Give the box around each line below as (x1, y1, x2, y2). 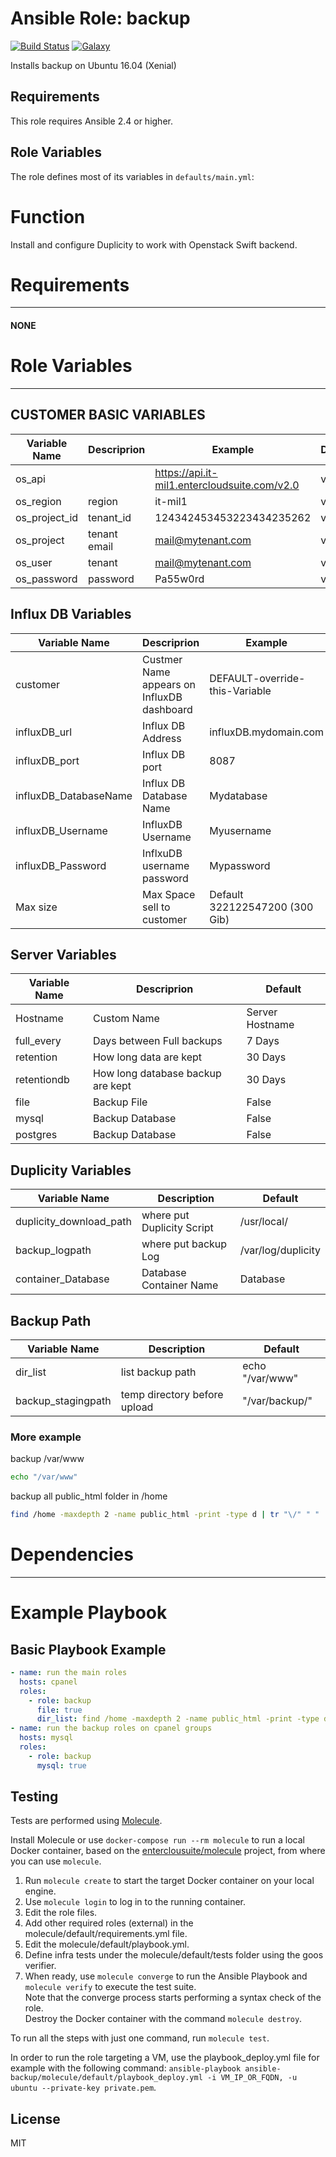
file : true (36, 1705, 83, 1715)
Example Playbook (10, 1602, 168, 1624)
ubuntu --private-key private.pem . (10, 2082, 157, 2094)
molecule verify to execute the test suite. (24, 1981, 197, 1993)
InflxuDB (142, 846, 183, 860)
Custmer (142, 652, 183, 666)
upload (120, 1400, 154, 1414)
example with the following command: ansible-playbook (10, 2062, 242, 2074)
